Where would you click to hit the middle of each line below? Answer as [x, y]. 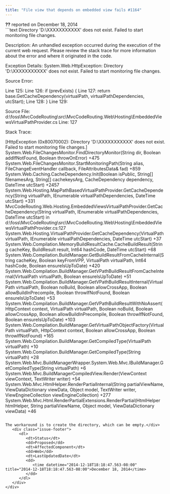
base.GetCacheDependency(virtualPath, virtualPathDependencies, [75, 96]
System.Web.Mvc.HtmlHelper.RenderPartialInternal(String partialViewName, [85, 384]
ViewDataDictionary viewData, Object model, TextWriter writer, [71, 390]
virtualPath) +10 [22, 346]
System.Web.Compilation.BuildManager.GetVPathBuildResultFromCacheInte [84, 271]
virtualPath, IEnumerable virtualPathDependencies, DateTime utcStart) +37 [83, 238]
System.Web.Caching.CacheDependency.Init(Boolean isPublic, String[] [79, 174]
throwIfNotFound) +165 [30, 336]
